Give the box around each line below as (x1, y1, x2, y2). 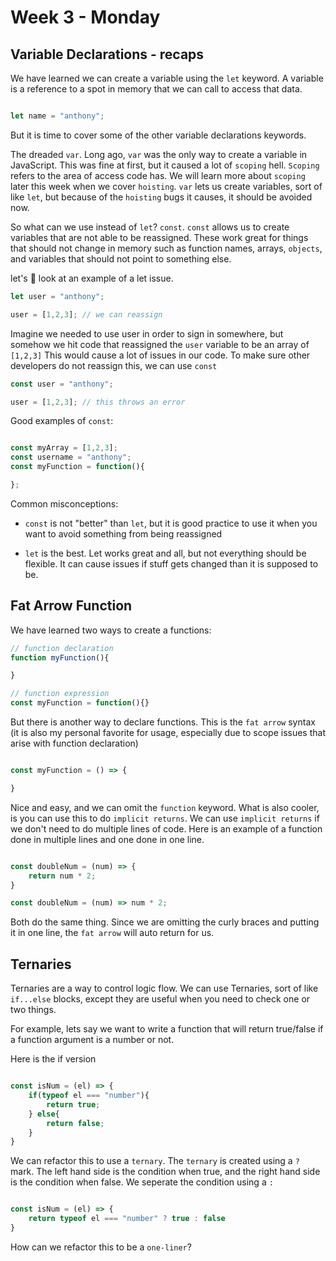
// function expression (10, 689, 110, 699)
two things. (10, 1004, 57, 1016)
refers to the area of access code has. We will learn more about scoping (10, 169, 306, 181)
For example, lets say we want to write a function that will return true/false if (10, 1023, 324, 1035)
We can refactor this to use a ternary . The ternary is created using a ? (10, 1155, 300, 1167)
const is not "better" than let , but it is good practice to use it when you (24, 517, 318, 529)
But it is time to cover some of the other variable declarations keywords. (10, 129, 307, 141)
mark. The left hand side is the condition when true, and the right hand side (10, 1166, 321, 1178)
